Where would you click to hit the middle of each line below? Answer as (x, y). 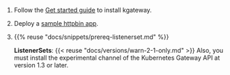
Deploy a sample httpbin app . (56, 23)
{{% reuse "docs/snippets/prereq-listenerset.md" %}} (91, 37)
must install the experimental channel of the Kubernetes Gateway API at (117, 58)
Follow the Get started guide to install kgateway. (83, 10)
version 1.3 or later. (41, 65)
